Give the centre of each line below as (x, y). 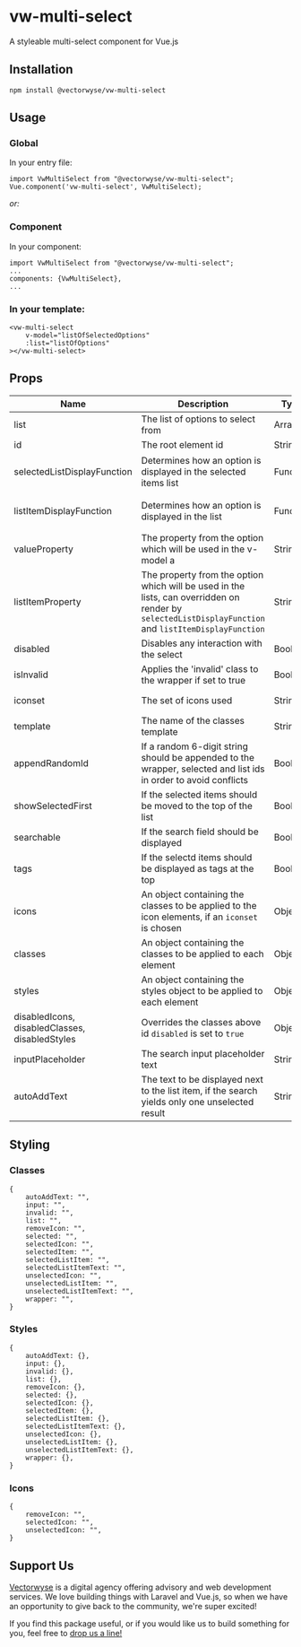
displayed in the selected (193, 471)
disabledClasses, (50, 1027)
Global (24, 144)
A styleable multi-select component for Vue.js (94, 41)
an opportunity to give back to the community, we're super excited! (133, 1606)
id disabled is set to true (193, 1033)
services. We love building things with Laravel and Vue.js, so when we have (149, 1596)
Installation (41, 70)
